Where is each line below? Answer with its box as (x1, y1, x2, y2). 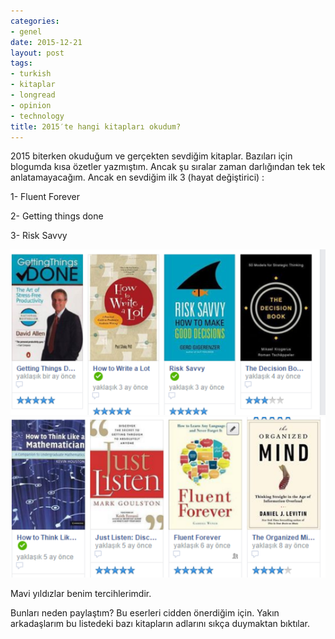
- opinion (10, 100, 52, 110)
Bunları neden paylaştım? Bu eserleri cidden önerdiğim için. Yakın (10, 607, 280, 619)
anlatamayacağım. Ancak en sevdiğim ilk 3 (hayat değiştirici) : (10, 171, 265, 184)
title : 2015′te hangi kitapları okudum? (10, 121, 182, 132)
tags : (10, 58, 33, 69)
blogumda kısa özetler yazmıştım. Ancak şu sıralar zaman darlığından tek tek (10, 161, 326, 173)
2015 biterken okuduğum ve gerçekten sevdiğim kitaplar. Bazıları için (10, 150, 293, 162)
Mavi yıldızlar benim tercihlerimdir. (10, 588, 152, 600)
